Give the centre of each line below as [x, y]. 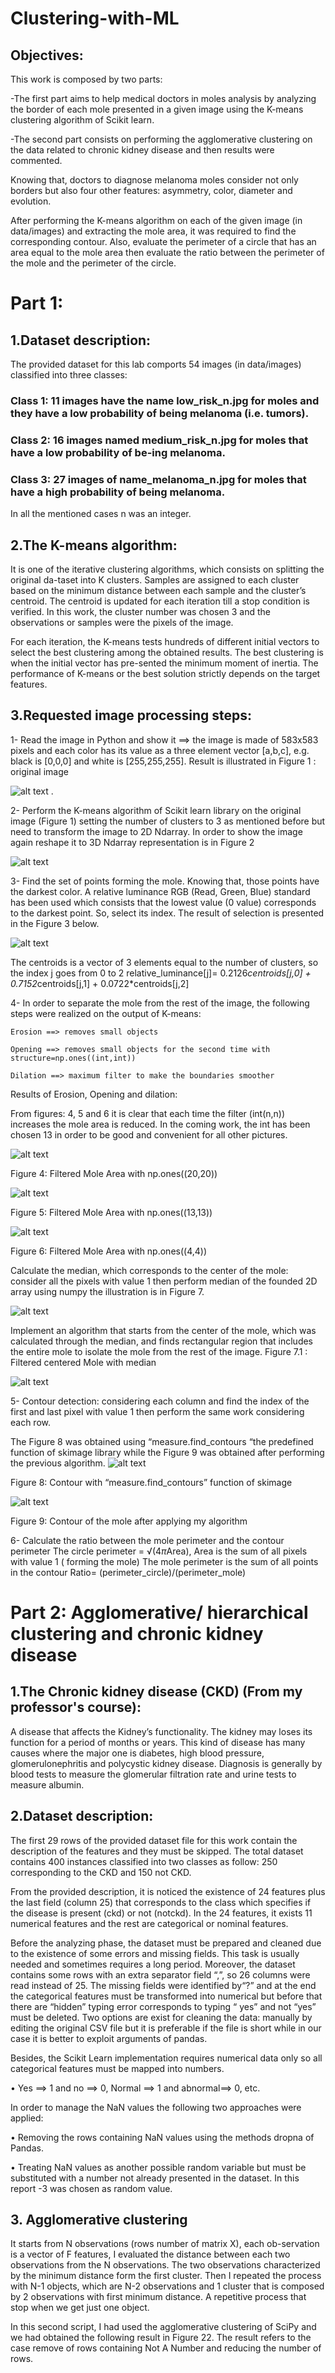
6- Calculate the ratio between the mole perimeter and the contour [147, 1540]
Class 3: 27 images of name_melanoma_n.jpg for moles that [158, 479]
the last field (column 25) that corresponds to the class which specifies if [161, 1902]
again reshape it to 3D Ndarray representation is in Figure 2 [132, 842]
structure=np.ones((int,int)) [73, 1058]
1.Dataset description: [81, 340]
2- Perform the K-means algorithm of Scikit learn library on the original [156, 810]
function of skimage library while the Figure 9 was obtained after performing [167, 1452]
